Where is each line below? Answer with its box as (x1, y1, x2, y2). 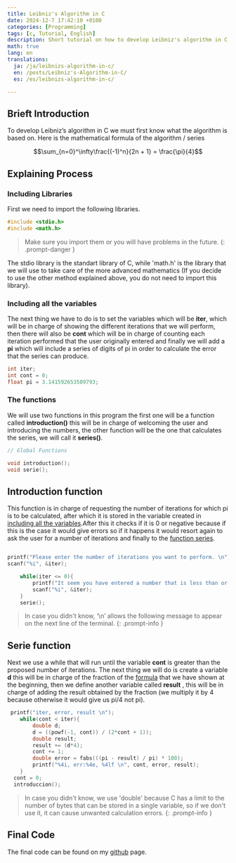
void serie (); (7, 466, 49, 473)
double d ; (32, 722, 61, 729)
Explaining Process (7, 168, 93, 180)
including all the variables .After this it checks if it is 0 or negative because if (7, 519, 226, 527)
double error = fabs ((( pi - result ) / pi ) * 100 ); (32, 755, 184, 762)
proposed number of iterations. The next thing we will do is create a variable (7, 666, 228, 674)
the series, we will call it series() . (7, 433, 103, 442)
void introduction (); (7, 459, 71, 467)
